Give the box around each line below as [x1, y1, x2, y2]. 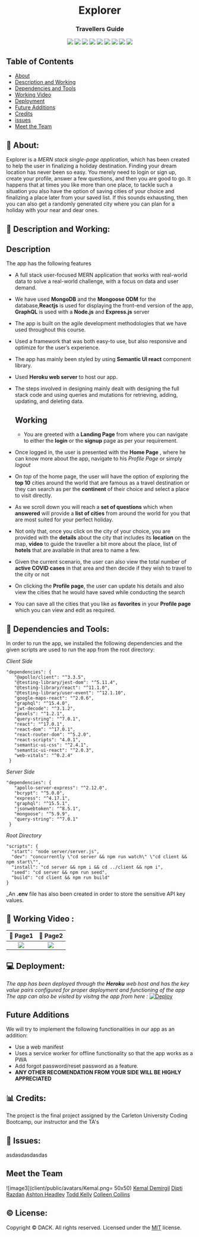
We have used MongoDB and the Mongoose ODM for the [14, 296, 156, 303]
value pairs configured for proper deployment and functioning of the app [6, 986, 185, 993]
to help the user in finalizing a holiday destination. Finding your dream [6, 162, 177, 170]
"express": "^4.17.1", [14, 795, 70, 801]
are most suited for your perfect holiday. [14, 516, 114, 523]
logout [14, 461, 31, 468]
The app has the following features [6, 260, 91, 267]
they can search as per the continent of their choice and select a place [14, 486, 189, 493]
